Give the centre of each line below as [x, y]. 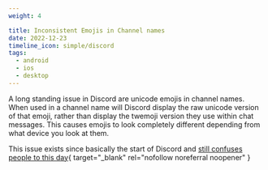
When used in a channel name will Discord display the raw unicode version [134, 107]
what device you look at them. [59, 133]
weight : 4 [25, 16]
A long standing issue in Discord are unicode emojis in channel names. [127, 99]
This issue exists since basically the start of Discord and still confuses [125, 149]
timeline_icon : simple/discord [61, 45]
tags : [17, 53]
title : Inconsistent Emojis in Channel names [86, 30]
